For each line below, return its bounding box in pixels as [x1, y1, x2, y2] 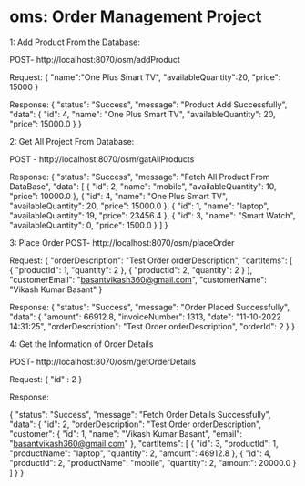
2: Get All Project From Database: [9, 136, 135, 147]
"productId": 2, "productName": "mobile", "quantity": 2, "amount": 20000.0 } [9, 457, 297, 468]
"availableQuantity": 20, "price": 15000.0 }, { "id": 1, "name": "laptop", [9, 200, 269, 211]
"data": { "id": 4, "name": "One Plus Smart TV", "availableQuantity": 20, [9, 108, 276, 119]
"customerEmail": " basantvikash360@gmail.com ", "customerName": [9, 274, 267, 285]
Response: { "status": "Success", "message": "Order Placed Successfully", [9, 301, 290, 312]
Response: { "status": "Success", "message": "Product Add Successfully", [9, 98, 288, 110]
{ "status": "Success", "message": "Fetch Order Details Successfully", [9, 409, 271, 420]
